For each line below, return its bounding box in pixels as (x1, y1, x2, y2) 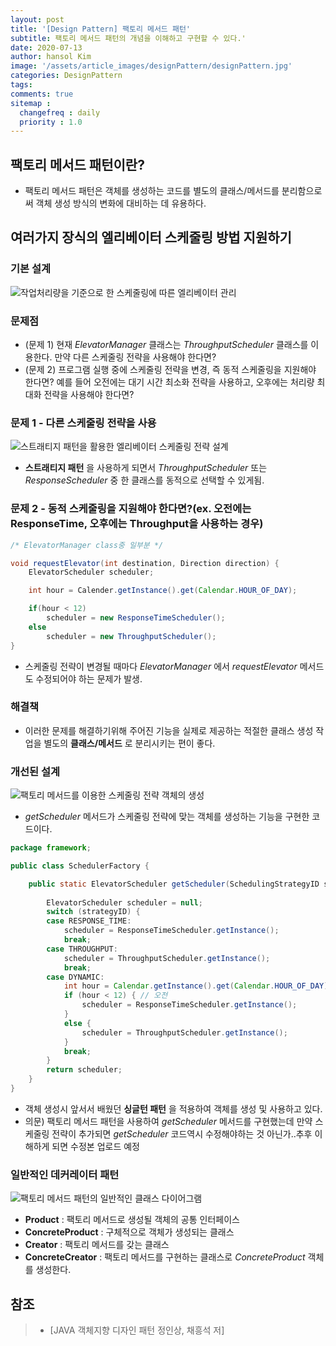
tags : (10, 80, 33, 90)
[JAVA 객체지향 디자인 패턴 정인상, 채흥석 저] (49, 1324, 225, 1336)
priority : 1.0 (19, 117, 83, 127)
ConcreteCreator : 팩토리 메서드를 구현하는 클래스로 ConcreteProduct (24, 1251, 306, 1263)
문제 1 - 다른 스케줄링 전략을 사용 (10, 416, 157, 430)
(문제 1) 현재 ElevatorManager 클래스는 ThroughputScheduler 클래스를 (24, 339, 309, 351)
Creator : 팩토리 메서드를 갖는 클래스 (24, 1239, 170, 1251)
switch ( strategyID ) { (46, 907, 141, 917)
